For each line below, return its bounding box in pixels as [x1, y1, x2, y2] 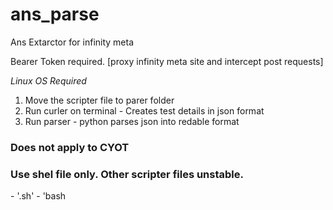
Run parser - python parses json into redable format [24, 115, 240, 127]
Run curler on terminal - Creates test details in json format [24, 104, 265, 117]
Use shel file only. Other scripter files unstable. [10, 167, 244, 181]
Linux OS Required [10, 74, 87, 87]
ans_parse [10, 3, 100, 26]
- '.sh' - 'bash [10, 190, 67, 202]
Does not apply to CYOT [10, 140, 130, 154]
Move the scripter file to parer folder [24, 94, 175, 106]
